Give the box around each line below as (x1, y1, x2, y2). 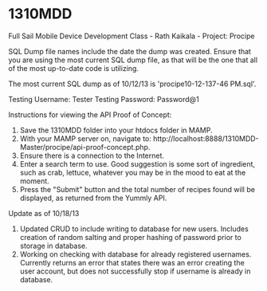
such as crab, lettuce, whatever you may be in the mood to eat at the (19, 167, 246, 177)
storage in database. (19, 241, 88, 250)
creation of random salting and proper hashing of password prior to (19, 232, 241, 242)
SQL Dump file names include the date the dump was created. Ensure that (8, 46, 251, 56)
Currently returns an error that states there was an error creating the (19, 258, 245, 267)
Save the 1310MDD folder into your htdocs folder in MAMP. (19, 125, 213, 135)
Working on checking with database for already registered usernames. (19, 249, 252, 259)
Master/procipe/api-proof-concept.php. (19, 142, 151, 151)
